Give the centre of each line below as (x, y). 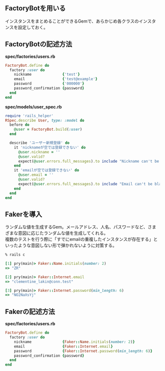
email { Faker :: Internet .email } (63, 346)
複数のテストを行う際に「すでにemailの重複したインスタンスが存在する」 (79, 239)
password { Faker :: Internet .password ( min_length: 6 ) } (83, 351)
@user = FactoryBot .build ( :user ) (48, 129)
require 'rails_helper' (29, 116)
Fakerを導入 (24, 214)
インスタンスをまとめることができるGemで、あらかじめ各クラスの (72, 21)
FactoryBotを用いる (35, 8)
